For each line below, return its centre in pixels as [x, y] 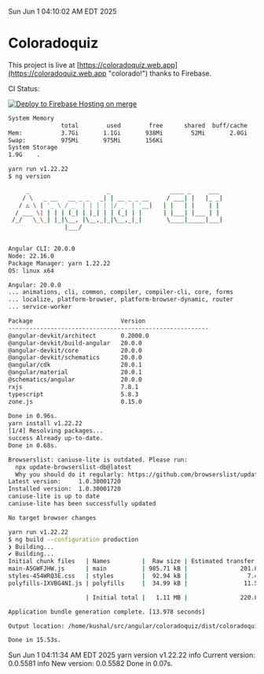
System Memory [31, 118]
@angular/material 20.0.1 [75, 372]
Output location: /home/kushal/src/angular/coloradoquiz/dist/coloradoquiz [135, 626]
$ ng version [29, 176]
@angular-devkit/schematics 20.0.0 [75, 357]
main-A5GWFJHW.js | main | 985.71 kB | [98, 569]
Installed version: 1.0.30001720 [65, 489]
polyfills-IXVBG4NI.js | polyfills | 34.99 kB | [98, 583]
